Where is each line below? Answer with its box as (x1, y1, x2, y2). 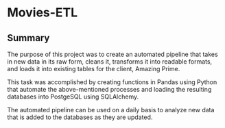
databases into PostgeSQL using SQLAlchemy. (7, 92, 139, 101)
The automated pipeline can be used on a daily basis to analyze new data (7, 106, 215, 114)
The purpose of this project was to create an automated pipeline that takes (7, 50, 218, 58)
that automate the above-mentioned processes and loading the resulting (7, 86, 212, 93)
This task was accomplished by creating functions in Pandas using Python (7, 78, 217, 86)
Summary (7, 32, 50, 44)
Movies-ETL (7, 5, 78, 21)
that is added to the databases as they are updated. (7, 113, 153, 121)
